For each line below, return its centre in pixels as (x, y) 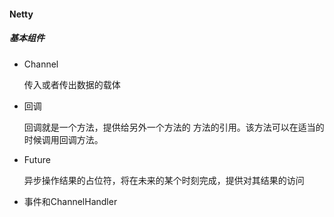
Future (37, 159)
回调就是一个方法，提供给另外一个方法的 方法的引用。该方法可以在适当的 (174, 127)
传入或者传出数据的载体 (72, 84)
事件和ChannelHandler (70, 201)
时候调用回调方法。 (63, 139)
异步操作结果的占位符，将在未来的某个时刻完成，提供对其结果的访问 (164, 180)
